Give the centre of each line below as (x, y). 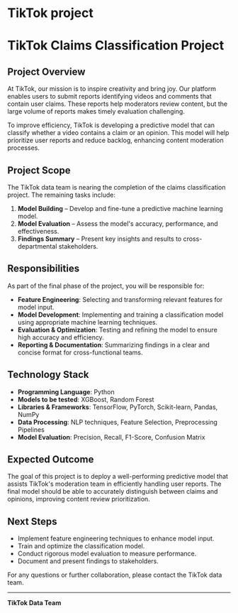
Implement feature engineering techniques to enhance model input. (116, 538)
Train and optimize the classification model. (81, 546)
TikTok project (51, 13)
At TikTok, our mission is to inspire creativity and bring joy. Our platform (112, 89)
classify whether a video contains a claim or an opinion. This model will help (118, 133)
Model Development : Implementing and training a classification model (120, 315)
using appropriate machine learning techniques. (87, 322)
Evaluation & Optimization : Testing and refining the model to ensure (117, 330)
